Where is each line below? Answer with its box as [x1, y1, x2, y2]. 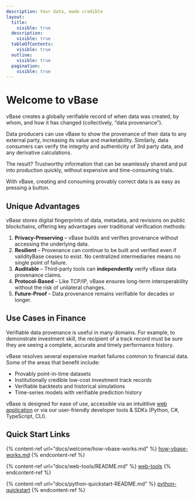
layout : [6, 14, 25, 20]
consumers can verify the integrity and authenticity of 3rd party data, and [6, 143, 183, 150]
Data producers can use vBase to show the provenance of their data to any [6, 130, 187, 137]
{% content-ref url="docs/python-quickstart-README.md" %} [6, 480, 157, 487]
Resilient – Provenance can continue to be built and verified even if [14, 247, 176, 253]
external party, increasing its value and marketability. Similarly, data [6, 137, 168, 144]
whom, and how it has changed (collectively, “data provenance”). [6, 119, 163, 126]
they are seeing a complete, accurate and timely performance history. [6, 341, 174, 348]
